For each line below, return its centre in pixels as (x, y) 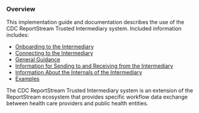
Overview (21, 9)
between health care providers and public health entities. (77, 103)
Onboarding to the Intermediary (54, 47)
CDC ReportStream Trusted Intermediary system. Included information (94, 28)
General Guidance (38, 60)
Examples (27, 79)
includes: (18, 35)
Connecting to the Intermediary (54, 53)
